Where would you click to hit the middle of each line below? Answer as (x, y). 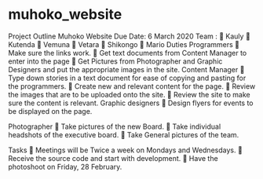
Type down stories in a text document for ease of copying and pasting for (127, 78)
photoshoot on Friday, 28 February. (65, 166)
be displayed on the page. (50, 111)
